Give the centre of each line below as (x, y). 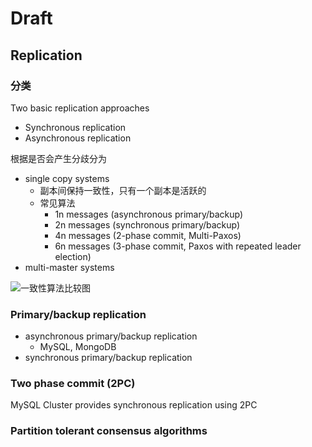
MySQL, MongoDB (78, 347)
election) (73, 256)
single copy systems (67, 178)
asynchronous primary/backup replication (111, 336)
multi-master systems (69, 267)
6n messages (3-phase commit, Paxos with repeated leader (178, 246)
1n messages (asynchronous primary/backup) (149, 214)
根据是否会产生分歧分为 (58, 158)
